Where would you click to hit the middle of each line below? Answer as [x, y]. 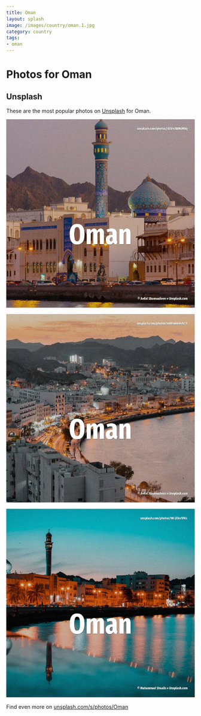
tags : [13, 38]
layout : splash [25, 19]
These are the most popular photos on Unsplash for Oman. [79, 111]
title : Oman [21, 13]
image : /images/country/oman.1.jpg [51, 25]
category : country [29, 32]
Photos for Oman [49, 74]
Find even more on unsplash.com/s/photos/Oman [67, 707]
